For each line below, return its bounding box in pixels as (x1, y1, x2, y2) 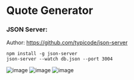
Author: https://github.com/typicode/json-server (6, 39, 128, 46)
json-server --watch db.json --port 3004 (6, 56, 113, 62)
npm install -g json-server (6, 51, 78, 57)
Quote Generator (6, 4, 93, 18)
